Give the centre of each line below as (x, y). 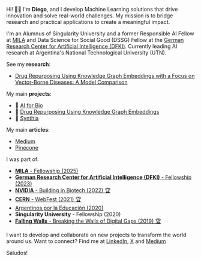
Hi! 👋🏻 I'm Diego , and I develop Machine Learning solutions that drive (92, 9)
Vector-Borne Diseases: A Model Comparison (71, 82)
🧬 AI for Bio (29, 105)
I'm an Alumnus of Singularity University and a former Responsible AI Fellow (100, 34)
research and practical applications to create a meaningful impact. (88, 22)
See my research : (28, 64)
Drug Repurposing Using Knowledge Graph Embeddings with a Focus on (105, 76)
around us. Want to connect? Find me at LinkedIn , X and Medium (86, 241)
